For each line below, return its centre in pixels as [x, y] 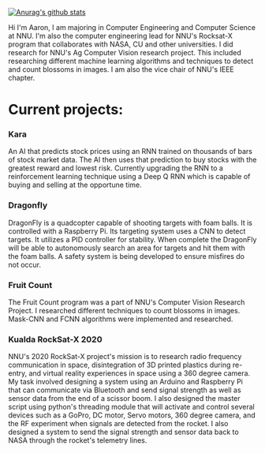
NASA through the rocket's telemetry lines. [78, 440]
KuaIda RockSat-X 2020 [55, 339]
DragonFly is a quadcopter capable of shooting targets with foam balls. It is [131, 223]
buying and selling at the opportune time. [75, 185]
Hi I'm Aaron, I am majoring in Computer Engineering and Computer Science [132, 27]
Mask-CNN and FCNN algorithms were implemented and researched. [121, 319]
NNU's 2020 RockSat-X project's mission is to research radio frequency [125, 357]
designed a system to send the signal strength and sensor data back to [123, 432]
